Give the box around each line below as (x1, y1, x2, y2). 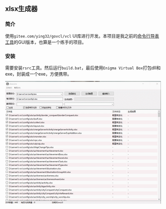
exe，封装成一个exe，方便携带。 (5, 71, 72, 77)
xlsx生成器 (5, 4, 38, 13)
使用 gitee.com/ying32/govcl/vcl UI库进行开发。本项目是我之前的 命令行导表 (5, 33, 160, 39)
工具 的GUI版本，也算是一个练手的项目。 (5, 39, 86, 45)
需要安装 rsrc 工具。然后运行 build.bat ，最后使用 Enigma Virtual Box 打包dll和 (5, 65, 161, 71)
